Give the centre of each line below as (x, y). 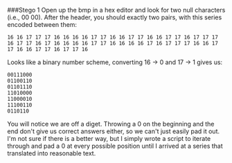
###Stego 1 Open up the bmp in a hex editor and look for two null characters (116, 10)
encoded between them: (42, 25)
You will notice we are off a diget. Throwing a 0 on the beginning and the (111, 124)
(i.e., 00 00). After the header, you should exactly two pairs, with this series (115, 17)
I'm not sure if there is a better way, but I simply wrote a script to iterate (109, 138)
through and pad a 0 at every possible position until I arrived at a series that (115, 146)
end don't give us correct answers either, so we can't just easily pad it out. (114, 131)
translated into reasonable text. (52, 153)
